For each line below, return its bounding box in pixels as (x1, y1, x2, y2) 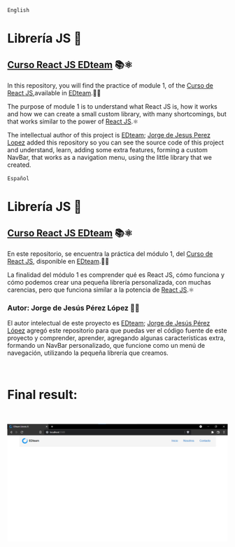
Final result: (7, 387, 78, 403)
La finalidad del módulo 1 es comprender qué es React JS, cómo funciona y (7, 270, 225, 279)
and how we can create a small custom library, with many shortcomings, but (7, 109, 227, 118)
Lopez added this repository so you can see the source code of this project (7, 138, 225, 147)
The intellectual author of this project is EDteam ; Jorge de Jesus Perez (7, 130, 211, 139)
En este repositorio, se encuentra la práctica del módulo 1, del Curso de (7, 249, 213, 258)
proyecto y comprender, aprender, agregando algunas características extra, (7, 334, 226, 342)
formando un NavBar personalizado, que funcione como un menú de (7, 342, 206, 350)
